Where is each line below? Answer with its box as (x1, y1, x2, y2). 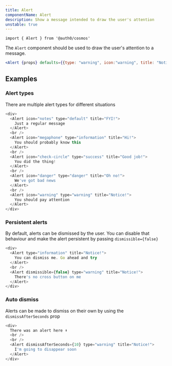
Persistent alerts (5, 219, 48, 226)
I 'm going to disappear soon (14, 347, 77, 352)
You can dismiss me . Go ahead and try (14, 255, 97, 260)
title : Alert (5, 7, 33, 13)
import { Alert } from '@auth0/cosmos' (5, 36, 91, 41)
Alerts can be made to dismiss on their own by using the (5, 308, 124, 314)
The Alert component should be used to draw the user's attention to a (5, 45, 154, 51)
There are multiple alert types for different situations (5, 101, 116, 108)
